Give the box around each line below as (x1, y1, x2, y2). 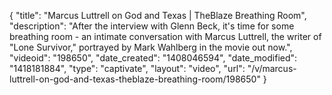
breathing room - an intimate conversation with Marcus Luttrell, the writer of (9, 31, 322, 42)
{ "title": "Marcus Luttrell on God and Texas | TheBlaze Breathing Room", (9, 10, 307, 21)
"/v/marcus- (247, 63, 297, 74)
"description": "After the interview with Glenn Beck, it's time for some (9, 20, 295, 32)
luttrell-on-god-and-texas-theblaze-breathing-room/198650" (9, 73, 261, 85)
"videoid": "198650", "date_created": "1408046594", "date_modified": (9, 52, 298, 64)
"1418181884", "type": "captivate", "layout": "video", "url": (9, 63, 246, 74)
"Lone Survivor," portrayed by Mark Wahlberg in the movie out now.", (9, 41, 293, 53)
